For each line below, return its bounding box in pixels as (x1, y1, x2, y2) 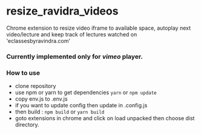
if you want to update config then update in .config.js (15, 102, 148, 109)
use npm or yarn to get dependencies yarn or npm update (15, 89, 157, 96)
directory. (15, 121, 39, 129)
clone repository (15, 82, 56, 90)
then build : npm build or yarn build (15, 108, 105, 116)
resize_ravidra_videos (6, 4, 119, 18)
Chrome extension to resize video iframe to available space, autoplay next (6, 24, 191, 32)
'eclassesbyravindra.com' (6, 37, 71, 44)
